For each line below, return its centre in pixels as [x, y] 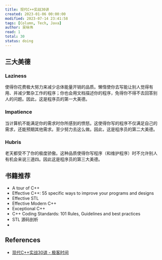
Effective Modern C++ [34, 203]
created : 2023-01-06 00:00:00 [36, 14]
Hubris [13, 142]
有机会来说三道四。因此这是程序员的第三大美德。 [54, 159]
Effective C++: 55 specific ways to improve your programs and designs [83, 193]
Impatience [19, 112]
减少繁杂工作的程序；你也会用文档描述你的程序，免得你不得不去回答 [85, 93]
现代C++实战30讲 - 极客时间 [40, 252]
